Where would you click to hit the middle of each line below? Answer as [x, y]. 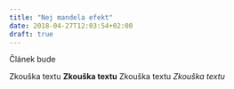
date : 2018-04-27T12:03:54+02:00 [71, 26]
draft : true [31, 34]
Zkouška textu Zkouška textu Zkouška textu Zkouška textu [117, 77]
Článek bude [32, 60]
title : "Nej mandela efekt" [61, 17]
